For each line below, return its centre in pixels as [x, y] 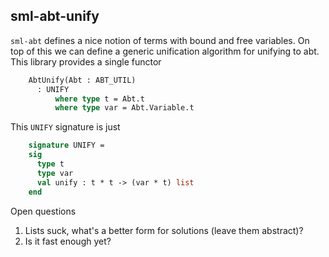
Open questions [43, 211]
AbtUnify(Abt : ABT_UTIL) [82, 80]
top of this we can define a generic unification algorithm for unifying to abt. [165, 51]
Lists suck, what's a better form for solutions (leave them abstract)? [164, 230]
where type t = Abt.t [99, 99]
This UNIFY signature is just [65, 127]
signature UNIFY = [66, 145]
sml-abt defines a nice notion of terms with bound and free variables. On [160, 40]
